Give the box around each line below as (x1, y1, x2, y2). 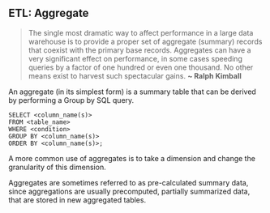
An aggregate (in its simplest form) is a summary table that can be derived (8, 87, 257, 96)
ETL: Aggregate (8, 6, 89, 20)
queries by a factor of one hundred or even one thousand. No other (28, 62, 254, 72)
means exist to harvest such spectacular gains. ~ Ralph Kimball (28, 70, 242, 80)
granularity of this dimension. (8, 162, 107, 172)
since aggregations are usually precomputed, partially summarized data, (8, 186, 251, 196)
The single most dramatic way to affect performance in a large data (28, 28, 254, 37)
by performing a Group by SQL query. (8, 95, 135, 104)
